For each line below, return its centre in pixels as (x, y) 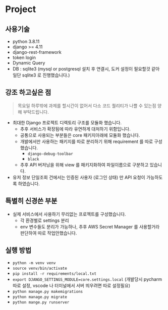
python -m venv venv (34, 263)
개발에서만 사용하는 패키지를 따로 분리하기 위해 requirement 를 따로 (87, 141)
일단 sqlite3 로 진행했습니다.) (41, 75)
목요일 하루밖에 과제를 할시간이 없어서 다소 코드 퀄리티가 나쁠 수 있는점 (87, 105)
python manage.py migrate (40, 297)
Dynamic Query (29, 63)
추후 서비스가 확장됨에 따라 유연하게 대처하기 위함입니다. (75, 129)
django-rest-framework (37, 52)
